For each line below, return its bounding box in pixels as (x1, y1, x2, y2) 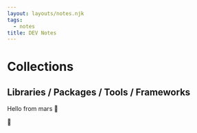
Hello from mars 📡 (7, 105, 58, 113)
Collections (7, 59, 74, 74)
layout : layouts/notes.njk (7, 10, 84, 17)
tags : (7, 17, 23, 23)
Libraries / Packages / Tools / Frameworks (7, 86, 191, 98)
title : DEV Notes (7, 29, 57, 37)
